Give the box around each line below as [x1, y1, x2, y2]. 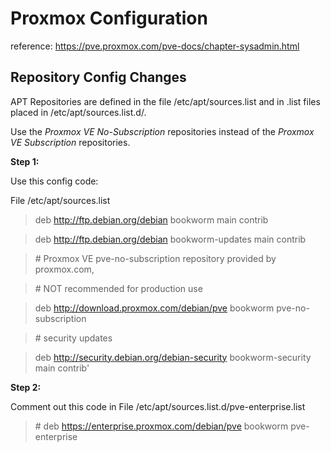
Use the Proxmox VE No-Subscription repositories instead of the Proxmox [10, 125, 315, 137]
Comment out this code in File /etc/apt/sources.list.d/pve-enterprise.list [10, 400, 306, 412]
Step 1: [10, 155, 40, 167]
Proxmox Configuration [10, 7, 208, 30]
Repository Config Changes [10, 69, 187, 86]
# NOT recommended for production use [34, 282, 203, 294]
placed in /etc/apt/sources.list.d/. [10, 106, 147, 118]
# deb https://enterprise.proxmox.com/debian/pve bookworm [34, 420, 289, 432]
